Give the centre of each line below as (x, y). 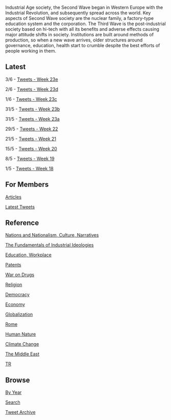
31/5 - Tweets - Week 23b (33, 109)
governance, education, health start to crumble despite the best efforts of (83, 45)
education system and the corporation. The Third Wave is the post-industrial (86, 24)
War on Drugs (20, 275)
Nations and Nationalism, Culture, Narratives (52, 235)
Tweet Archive (20, 412)
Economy (15, 304)
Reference (22, 223)
